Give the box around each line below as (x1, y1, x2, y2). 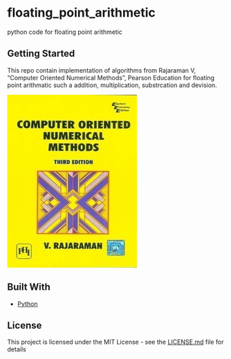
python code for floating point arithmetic (7, 28, 123, 36)
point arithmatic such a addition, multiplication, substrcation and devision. (7, 81, 218, 89)
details (7, 345, 26, 353)
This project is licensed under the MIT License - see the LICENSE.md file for (7, 338, 224, 347)
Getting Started (7, 48, 75, 59)
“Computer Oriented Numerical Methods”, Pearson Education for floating (7, 73, 215, 82)
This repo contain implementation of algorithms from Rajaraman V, (7, 66, 196, 74)
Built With (7, 282, 50, 293)
